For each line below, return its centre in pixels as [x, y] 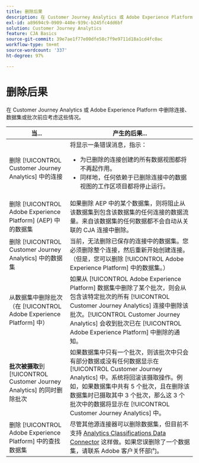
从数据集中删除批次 [36, 297]
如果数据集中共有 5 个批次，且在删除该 [136, 386]
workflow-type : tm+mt [33, 45]
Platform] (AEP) [31, 220]
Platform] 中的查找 [35, 441]
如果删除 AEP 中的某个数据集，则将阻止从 [128, 203]
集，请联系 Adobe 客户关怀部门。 [116, 451]
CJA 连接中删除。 [108, 230]
